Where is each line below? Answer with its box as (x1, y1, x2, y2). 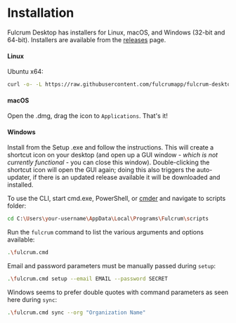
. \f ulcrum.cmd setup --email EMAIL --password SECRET (7, 275, 169, 282)
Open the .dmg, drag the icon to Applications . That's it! (7, 112, 169, 120)
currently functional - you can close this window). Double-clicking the (7, 158, 210, 166)
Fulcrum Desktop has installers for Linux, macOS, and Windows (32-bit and (7, 28, 225, 37)
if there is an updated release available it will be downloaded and (32, 173, 221, 182)
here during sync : (7, 296, 58, 304)
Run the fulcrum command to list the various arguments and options (7, 228, 204, 237)
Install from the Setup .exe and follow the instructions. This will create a (7, 143, 214, 152)
